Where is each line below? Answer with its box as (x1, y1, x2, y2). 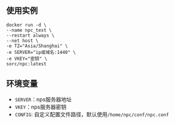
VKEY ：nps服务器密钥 (14, 103, 67, 110)
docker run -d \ (6, 22, 47, 28)
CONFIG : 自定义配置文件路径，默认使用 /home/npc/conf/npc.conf (14, 110, 169, 118)
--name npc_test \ (6, 27, 52, 33)
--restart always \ (6, 32, 55, 38)
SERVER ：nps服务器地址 (14, 95, 72, 103)
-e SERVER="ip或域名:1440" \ (6, 49, 76, 55)
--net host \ (6, 38, 39, 44)
